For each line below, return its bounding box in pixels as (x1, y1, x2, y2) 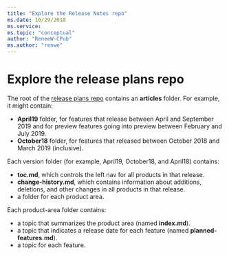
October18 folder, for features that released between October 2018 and (17, 137, 220, 145)
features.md (17, 233, 54, 242)
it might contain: (7, 101, 53, 110)
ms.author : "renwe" (7, 42, 63, 49)
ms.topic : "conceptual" (7, 29, 76, 36)
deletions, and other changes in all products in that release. (17, 185, 186, 193)
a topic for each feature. (17, 241, 86, 249)
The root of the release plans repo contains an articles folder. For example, (7, 94, 220, 102)
